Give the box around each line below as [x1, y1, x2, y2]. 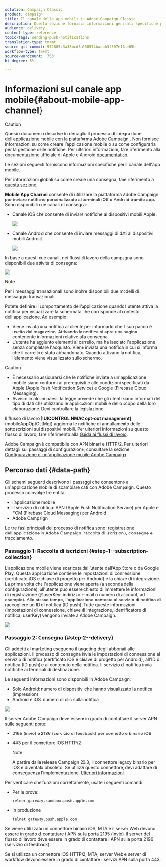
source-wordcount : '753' [5, 53, 56, 59]
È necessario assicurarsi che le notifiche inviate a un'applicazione [12, 374, 147, 380]
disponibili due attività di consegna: [5, 260, 78, 266]
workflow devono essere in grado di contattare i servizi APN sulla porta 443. [5, 856, 161, 862]
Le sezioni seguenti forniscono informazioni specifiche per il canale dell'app [5, 162, 160, 168]
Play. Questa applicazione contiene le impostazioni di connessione [5, 570, 141, 576]
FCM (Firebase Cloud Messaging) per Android [12, 510, 106, 516]
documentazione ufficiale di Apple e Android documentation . [5, 152, 129, 158]
